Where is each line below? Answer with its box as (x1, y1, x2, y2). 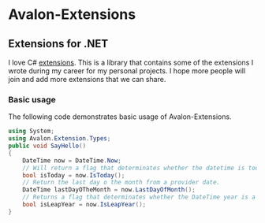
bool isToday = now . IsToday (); (22, 171, 125, 179)
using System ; (8, 128, 55, 136)
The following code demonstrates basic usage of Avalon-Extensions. (8, 112, 232, 121)
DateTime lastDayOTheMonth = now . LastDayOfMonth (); (22, 186, 196, 194)
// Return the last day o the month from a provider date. (22, 179, 221, 187)
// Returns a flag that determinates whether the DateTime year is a (22, 193, 256, 202)
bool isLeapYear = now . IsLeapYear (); (22, 201, 147, 209)
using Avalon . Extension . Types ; (8, 135, 111, 143)
